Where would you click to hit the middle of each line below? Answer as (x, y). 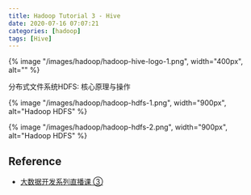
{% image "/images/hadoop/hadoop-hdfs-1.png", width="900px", (117, 103)
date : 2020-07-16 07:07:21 (54, 23)
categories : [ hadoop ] (45, 31)
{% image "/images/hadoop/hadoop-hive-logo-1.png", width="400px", (126, 61)
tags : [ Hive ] (30, 38)
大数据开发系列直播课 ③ (61, 182)
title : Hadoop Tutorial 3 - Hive (65, 16)
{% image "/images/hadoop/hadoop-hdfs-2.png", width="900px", (118, 127)
